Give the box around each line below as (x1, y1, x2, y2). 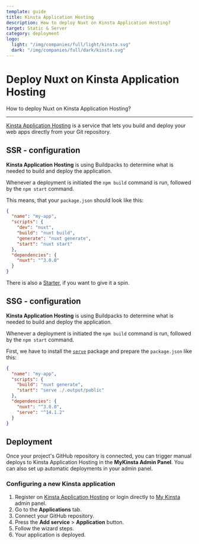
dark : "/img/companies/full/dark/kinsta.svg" (11, 47, 126, 53)
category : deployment (6, 31, 60, 37)
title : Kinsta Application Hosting (6, 14, 94, 20)
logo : (6, 36, 20, 42)
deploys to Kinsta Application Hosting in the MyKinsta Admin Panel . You (6, 459, 184, 466)
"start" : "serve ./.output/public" (17, 387, 105, 394)
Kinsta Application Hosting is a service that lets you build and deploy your (6, 122, 186, 129)
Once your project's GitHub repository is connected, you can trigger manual (6, 452, 192, 459)
